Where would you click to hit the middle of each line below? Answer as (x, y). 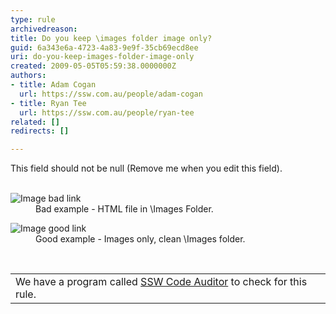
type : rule (33, 19)
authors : (28, 76)
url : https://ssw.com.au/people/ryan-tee (107, 112)
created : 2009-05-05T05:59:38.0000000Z (93, 66)
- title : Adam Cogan (53, 85)
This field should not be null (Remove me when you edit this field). (146, 168)
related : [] (35, 122)
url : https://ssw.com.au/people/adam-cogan (111, 94)
